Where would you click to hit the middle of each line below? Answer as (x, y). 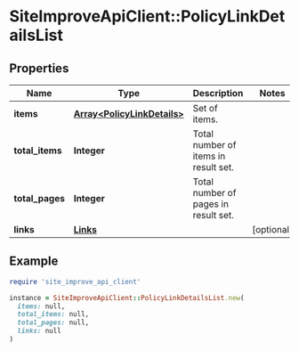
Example (34, 261)
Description (218, 93)
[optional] (273, 229)
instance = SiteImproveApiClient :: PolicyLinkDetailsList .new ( (127, 298)
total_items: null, (53, 314)
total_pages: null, (53, 322)
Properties (39, 68)
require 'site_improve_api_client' (75, 282)
